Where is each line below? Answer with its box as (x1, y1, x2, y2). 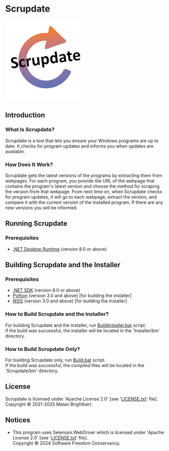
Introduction (5, 111, 45, 119)
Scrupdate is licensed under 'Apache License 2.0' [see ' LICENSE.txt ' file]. (5, 395, 158, 402)
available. (5, 148, 25, 154)
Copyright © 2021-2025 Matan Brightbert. (5, 401, 93, 407)
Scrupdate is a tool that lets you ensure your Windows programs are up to (5, 138, 159, 144)
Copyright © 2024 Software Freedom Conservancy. (12, 440, 121, 446)
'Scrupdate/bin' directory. (5, 368, 59, 374)
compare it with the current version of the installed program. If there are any (5, 199, 163, 205)
